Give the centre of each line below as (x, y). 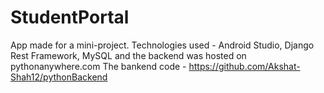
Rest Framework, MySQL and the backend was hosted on (128, 55)
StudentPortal (70, 17)
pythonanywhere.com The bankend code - (98, 66)
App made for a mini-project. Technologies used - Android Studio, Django (162, 45)
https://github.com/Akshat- (244, 66)
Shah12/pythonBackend (59, 77)
